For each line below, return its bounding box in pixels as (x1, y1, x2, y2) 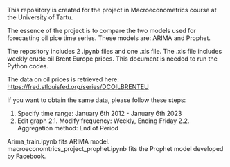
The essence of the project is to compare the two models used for (7, 27, 196, 35)
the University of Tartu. (7, 13, 73, 21)
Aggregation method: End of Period (17, 124, 119, 132)
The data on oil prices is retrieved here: (7, 75, 119, 83)
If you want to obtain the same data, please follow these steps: (7, 96, 186, 104)
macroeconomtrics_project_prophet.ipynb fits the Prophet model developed (7, 145, 224, 153)
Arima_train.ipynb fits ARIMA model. (7, 137, 110, 146)
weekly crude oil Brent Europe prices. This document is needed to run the (7, 55, 218, 63)
